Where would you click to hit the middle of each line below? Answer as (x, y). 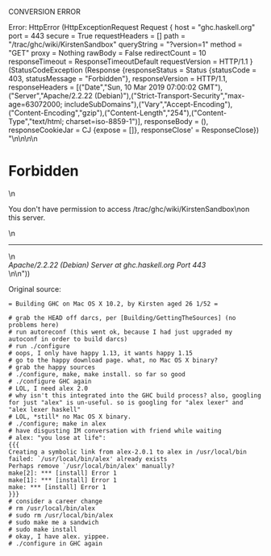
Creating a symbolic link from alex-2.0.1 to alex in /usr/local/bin (128, 452)
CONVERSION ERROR (44, 12)
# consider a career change (56, 501)
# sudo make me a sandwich (54, 522)
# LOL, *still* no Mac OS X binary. (70, 417)
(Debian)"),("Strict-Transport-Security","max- (169, 95)
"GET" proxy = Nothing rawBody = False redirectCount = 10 (108, 53)
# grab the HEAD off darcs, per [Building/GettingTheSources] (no (122, 317)
